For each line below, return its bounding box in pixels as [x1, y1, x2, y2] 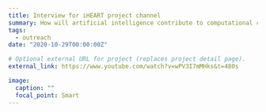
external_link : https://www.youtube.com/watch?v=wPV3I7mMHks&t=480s [8, 62, 239, 71]
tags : [8, 26, 26, 34]
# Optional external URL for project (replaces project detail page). [8, 55, 246, 63]
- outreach [15, 33, 51, 42]
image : [8, 77, 30, 84]
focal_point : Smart [15, 91, 80, 99]
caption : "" [15, 84, 55, 91]
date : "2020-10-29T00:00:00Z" [8, 41, 108, 49]
